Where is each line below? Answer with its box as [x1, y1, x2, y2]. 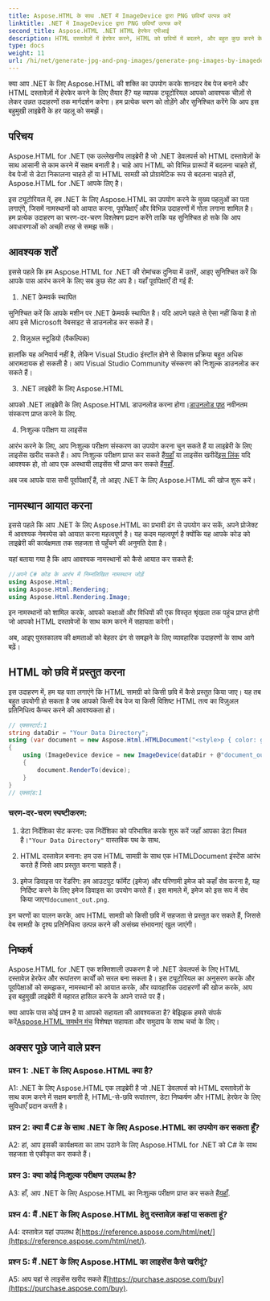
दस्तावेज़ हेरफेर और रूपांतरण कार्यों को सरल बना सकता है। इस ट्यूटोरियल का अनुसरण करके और [8, 973, 255, 983]
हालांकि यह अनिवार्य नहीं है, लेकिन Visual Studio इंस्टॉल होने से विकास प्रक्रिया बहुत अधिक [8, 349, 243, 359]
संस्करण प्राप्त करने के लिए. [8, 408, 77, 419]
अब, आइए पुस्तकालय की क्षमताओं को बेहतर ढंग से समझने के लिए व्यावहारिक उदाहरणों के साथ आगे [8, 633, 255, 642]
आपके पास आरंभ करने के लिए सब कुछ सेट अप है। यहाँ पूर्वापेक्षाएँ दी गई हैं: [8, 275, 194, 286]
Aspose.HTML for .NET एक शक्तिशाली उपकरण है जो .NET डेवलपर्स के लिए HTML [8, 964, 240, 974]
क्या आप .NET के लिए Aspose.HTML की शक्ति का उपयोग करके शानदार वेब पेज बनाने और [8, 78, 248, 89]
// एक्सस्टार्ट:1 [8, 721, 47, 729]
